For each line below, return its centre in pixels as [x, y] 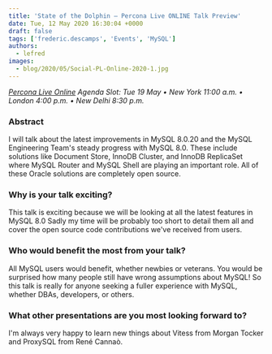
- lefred [30, 54]
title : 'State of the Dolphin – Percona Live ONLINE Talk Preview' [125, 16]
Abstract [26, 121]
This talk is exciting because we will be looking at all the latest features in [131, 213]
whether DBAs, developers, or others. [71, 294]
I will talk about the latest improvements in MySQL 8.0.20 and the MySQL [131, 140]
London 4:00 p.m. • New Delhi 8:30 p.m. [76, 100]
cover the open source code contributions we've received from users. [125, 230]
